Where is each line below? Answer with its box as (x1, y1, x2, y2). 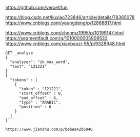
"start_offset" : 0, (18, 91, 63, 96)
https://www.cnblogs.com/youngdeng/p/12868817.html (5, 20, 122, 26)
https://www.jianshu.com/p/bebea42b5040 (5, 127, 93, 132)
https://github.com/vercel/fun (5, 5, 68, 10)
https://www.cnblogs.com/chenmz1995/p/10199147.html (5, 30, 124, 35)
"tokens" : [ (10, 77, 38, 83)
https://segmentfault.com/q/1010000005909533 (5, 35, 108, 41)
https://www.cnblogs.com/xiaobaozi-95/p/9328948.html (5, 41, 126, 47)
